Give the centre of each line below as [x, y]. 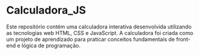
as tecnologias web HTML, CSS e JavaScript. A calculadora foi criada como [100, 33]
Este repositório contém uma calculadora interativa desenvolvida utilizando [99, 27]
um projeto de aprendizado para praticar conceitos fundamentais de [91, 39]
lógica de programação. [51, 46]
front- [183, 39]
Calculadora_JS [46, 10]
